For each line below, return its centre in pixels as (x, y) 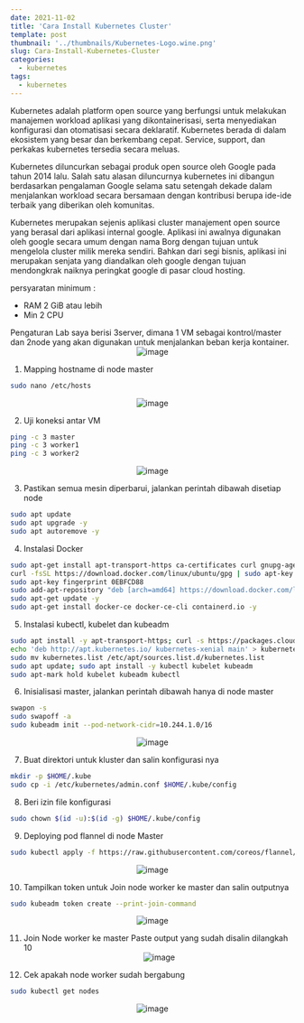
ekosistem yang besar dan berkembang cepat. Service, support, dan (138, 139)
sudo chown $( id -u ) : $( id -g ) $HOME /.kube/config (106, 818)
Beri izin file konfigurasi (67, 802)
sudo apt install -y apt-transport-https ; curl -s (107, 641)
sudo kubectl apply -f (53, 852)
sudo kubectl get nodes (55, 991)
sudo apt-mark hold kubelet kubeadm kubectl (95, 674)
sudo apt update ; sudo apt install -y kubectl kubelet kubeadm (132, 666)
